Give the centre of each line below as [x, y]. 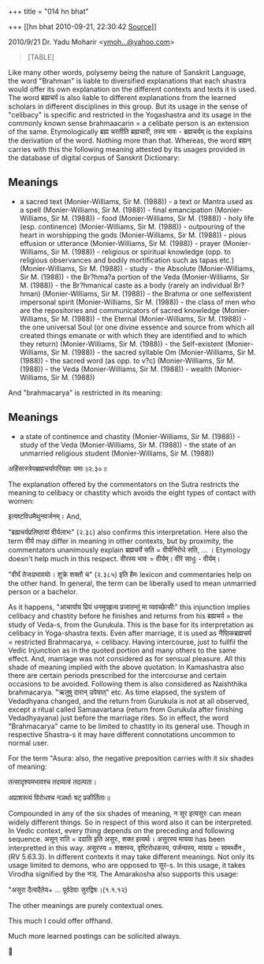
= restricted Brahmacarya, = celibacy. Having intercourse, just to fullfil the [128, 642]
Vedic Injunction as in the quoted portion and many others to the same [122, 650]
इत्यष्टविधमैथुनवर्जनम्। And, [45, 516]
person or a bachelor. [43, 591]
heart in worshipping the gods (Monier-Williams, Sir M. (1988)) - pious [133, 235]
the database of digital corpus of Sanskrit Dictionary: [94, 158]
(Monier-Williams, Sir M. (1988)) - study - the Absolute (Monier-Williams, [137, 268]
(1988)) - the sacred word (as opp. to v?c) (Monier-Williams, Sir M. [127, 360]
